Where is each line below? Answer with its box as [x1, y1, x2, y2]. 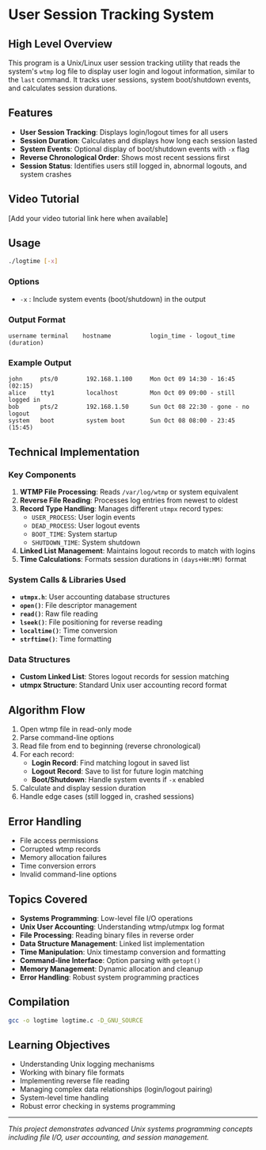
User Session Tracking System [8, 6, 215, 24]
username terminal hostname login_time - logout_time [8, 331, 236, 340]
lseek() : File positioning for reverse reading [19, 617, 163, 627]
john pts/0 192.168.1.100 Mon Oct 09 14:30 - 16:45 [8, 375, 236, 384]
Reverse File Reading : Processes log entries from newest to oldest [19, 495, 238, 505]
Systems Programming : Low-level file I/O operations [19, 913, 193, 923]
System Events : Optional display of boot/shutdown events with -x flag [19, 144, 249, 154]
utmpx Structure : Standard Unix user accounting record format [19, 680, 227, 690]
